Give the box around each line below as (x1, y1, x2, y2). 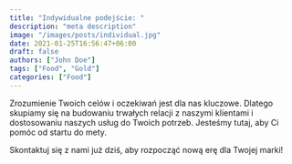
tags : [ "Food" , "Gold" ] (9, 65, 100, 74)
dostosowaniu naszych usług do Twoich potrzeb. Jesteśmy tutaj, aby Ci (9, 117, 279, 128)
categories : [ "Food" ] (9, 73, 92, 82)
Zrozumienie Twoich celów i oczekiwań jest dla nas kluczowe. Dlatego (9, 97, 274, 108)
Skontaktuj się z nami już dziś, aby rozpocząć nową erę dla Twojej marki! (9, 144, 284, 155)
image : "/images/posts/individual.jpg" (9, 30, 162, 39)
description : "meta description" (9, 22, 137, 31)
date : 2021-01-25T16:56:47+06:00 (9, 38, 137, 48)
